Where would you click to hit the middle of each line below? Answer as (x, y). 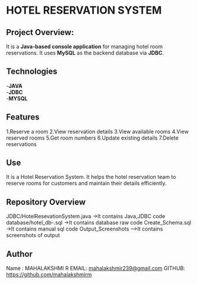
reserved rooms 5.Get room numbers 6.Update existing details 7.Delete (92, 138)
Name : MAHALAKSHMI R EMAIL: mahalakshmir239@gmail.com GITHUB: (96, 269)
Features (23, 117)
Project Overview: (40, 32)
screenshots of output (33, 235)
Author (19, 254)
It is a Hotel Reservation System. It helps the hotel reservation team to (91, 177)
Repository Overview (46, 202)
